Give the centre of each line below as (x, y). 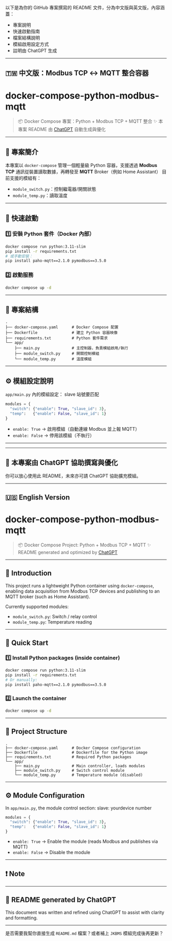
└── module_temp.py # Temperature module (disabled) (79, 775)
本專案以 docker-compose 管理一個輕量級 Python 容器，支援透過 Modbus (81, 165)
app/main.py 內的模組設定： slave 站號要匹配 (52, 394)
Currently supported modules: (37, 606)
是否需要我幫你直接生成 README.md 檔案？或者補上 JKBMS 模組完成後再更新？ (84, 933)
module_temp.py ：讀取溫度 (40, 196)
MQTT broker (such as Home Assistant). (48, 596)
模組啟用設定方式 (31, 44)
